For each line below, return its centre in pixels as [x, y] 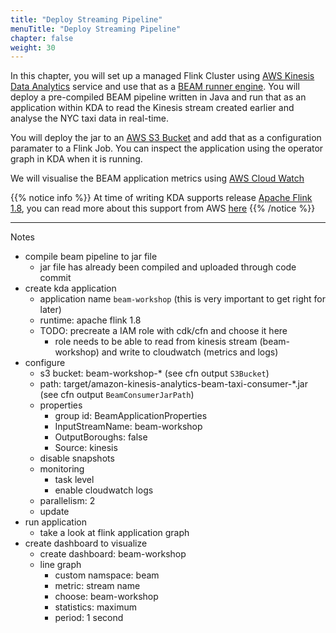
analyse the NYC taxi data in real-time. [89, 118]
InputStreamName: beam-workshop [128, 427]
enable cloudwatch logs [104, 490]
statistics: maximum [95, 607]
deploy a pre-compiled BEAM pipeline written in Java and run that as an [158, 97]
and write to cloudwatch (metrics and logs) [190, 352]
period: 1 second [89, 618]
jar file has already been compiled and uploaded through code [168, 267]
